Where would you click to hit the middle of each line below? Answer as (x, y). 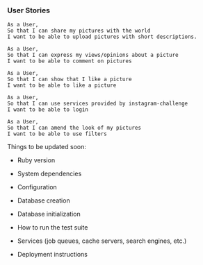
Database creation (44, 200)
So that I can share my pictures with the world (79, 31)
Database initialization (49, 214)
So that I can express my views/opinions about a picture (93, 55)
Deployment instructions (52, 255)
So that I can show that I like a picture (70, 79)
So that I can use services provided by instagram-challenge (98, 104)
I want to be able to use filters (57, 134)
